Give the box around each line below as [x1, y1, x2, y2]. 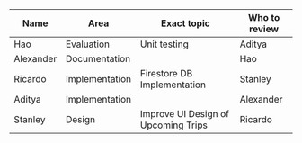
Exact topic [160, 17, 210, 30]
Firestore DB [139, 67, 193, 79]
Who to [247, 12, 280, 23]
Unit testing [139, 38, 189, 50]
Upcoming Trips [139, 119, 209, 131]
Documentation [66, 53, 131, 65]
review [248, 22, 280, 35]
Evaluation [66, 38, 111, 50]
